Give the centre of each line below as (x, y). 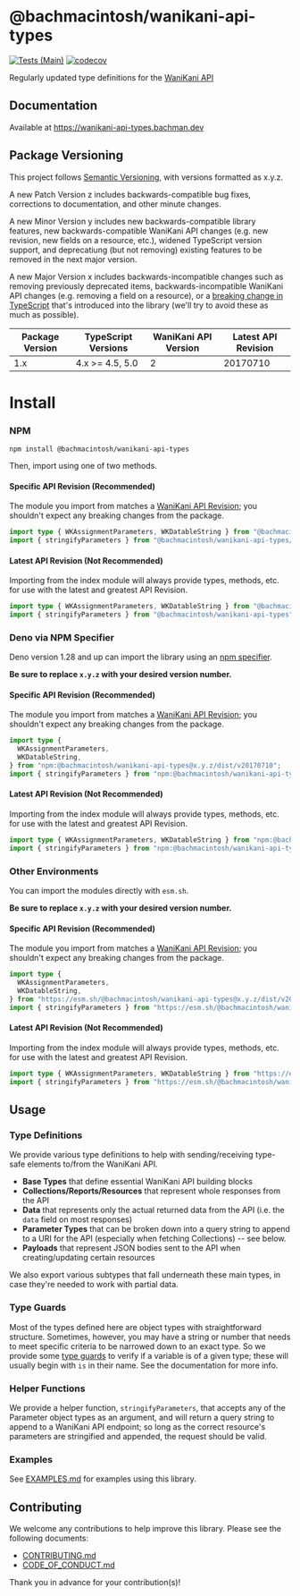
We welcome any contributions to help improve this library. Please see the (145, 1528)
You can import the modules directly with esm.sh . (99, 891)
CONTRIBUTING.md (59, 1555)
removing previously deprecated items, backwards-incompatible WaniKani (146, 286)
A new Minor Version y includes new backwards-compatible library (133, 221)
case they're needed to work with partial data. (94, 1285)
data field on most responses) (77, 1219)
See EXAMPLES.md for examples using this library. (103, 1479)
